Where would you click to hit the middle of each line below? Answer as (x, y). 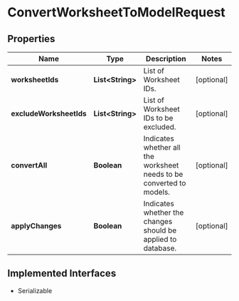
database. (160, 248)
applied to (160, 239)
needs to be (163, 174)
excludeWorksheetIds (49, 113)
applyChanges (36, 226)
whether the (164, 213)
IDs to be (158, 118)
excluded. (160, 127)
